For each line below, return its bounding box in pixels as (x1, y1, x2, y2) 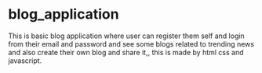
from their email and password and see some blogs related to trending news (8, 39, 255, 48)
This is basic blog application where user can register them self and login (8, 31, 245, 40)
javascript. (8, 56, 42, 65)
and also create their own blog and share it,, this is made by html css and (8, 47, 245, 57)
